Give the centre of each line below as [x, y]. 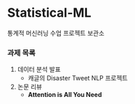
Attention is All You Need [65, 95]
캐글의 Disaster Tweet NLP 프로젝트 [78, 78]
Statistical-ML [49, 13]
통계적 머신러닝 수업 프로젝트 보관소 [56, 33]
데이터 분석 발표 [39, 69]
